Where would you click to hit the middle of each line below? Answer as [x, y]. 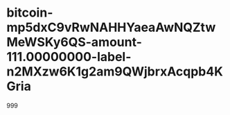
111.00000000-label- [69, 57]
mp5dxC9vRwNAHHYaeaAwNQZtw [111, 27]
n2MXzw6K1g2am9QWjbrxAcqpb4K [115, 72]
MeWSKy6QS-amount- [74, 42]
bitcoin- [30, 13]
